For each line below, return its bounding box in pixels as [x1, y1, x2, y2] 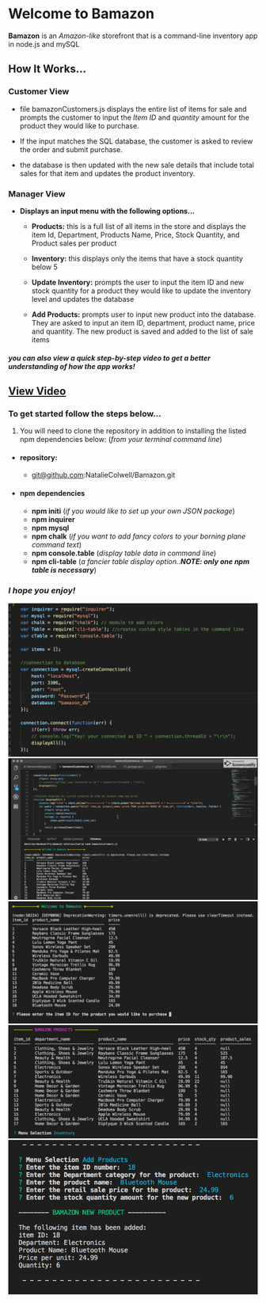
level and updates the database [31, 294, 135, 303]
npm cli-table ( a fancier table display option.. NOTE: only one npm [31, 556, 250, 566]
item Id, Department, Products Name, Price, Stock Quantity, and [31, 230, 240, 239]
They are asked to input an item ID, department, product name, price [31, 318, 256, 327]
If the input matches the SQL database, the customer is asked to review [19, 136, 253, 146]
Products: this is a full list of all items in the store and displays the [31, 221, 247, 231]
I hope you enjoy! [8, 585, 76, 596]
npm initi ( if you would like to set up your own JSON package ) [31, 506, 236, 516]
